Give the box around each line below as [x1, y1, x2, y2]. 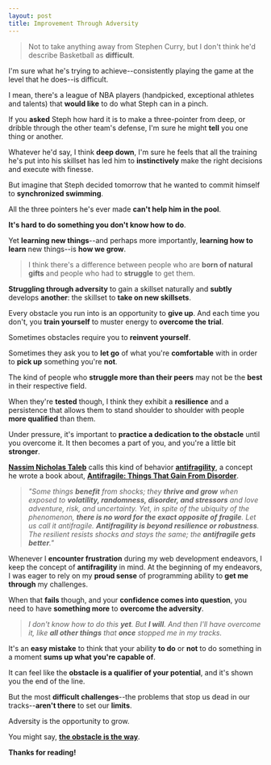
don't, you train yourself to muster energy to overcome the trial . [8, 317, 224, 326]
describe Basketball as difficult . [27, 50, 135, 60]
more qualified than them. [8, 414, 96, 423]
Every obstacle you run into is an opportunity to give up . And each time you [8, 308, 260, 317]
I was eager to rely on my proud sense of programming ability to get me [8, 570, 248, 580]
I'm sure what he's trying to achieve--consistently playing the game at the [8, 65, 254, 75]
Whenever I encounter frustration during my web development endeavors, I [8, 553, 262, 563]
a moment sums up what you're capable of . [8, 652, 156, 662]
